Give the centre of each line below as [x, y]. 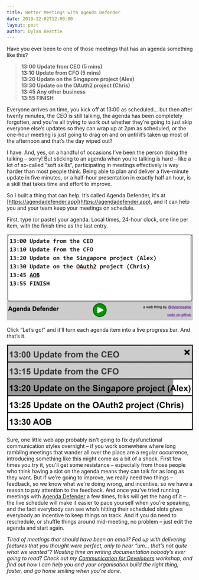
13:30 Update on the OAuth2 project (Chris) [76, 85]
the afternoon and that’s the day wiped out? [60, 141]
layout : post [23, 25]
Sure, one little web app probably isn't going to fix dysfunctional [85, 440]
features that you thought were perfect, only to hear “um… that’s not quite [97, 546]
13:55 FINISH [37, 98]
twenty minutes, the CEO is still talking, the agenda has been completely [94, 116]
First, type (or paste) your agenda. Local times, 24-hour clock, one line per [97, 220]
